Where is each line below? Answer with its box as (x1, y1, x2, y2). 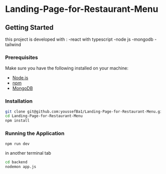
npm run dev (5, 141, 30, 146)
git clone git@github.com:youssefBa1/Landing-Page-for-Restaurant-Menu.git (5, 109, 165, 114)
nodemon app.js (5, 165, 37, 170)
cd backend (5, 160, 28, 165)
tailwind (5, 42, 21, 48)
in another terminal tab (5, 150, 51, 156)
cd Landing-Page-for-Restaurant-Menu (5, 114, 83, 118)
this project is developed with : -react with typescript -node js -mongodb (5, 36, 154, 42)
